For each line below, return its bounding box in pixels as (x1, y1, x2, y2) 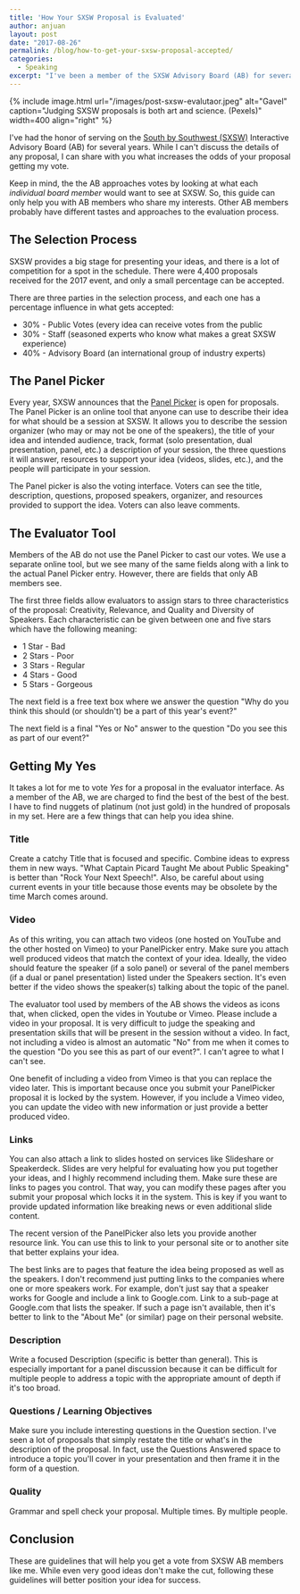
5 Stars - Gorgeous (21, 679, 94, 690)
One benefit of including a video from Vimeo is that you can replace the (9, 1073, 272, 1084)
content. (9, 1210, 40, 1221)
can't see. (9, 1055, 46, 1066)
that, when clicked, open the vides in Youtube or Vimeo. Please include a (9, 1008, 278, 1019)
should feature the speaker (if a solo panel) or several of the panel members (9, 962, 290, 973)
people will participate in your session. (9, 464, 151, 474)
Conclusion (9, 1531, 75, 1547)
